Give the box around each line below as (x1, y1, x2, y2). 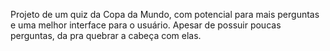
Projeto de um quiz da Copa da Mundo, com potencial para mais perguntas (10, 9, 320, 20)
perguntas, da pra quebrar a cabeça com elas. (10, 30, 202, 41)
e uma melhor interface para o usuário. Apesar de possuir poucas (10, 19, 282, 31)
